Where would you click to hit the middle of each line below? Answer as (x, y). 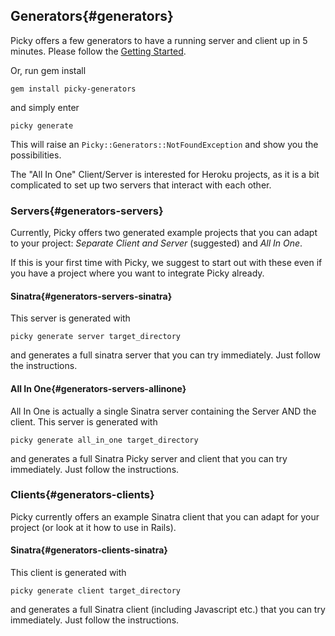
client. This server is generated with (84, 421)
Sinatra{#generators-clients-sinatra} (89, 550)
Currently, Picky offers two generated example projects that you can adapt (164, 233)
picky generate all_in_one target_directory (104, 440)
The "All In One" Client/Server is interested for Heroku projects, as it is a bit (165, 174)
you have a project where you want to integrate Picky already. (137, 273)
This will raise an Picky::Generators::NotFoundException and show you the (164, 144)
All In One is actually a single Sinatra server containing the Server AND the (163, 411)
